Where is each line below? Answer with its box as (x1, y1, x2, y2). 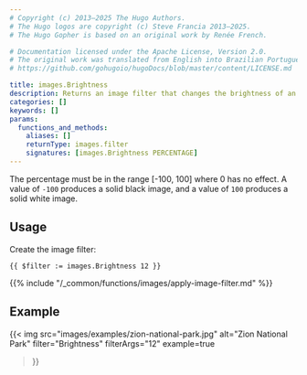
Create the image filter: (9, 243, 97, 254)
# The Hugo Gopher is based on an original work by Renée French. (9, 30, 268, 39)
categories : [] (9, 97, 68, 106)
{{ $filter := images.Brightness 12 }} (9, 262, 162, 271)
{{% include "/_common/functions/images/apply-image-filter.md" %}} (9, 277, 273, 288)
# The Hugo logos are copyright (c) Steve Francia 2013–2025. (9, 22, 251, 31)
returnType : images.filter (26, 140, 129, 149)
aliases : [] (26, 132, 71, 141)
